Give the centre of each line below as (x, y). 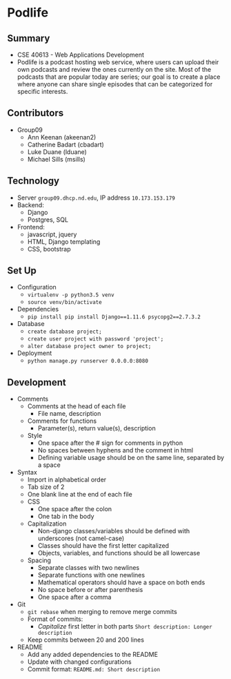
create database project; (64, 332)
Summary (29, 38)
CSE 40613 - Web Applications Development (81, 55)
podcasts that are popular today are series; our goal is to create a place (119, 77)
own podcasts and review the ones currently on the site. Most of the (114, 69)
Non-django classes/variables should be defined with (114, 531)
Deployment (34, 353)
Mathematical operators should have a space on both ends (121, 582)
